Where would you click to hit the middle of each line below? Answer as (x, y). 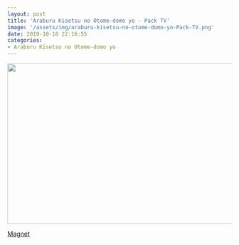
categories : (25, 41)
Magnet (19, 234)
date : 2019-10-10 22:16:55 (47, 34)
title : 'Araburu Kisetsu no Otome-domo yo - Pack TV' (89, 21)
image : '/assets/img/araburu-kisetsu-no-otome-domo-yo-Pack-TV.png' (111, 27)
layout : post (27, 14)
